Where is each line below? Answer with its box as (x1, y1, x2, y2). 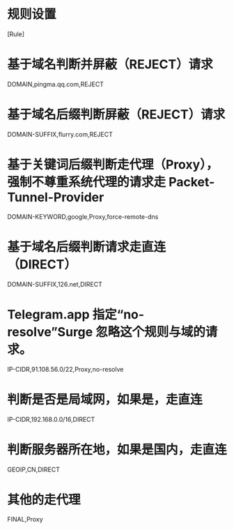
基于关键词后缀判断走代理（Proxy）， (7, 157, 219, 172)
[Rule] (7, 29, 25, 38)
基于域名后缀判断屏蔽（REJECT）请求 (7, 107, 226, 123)
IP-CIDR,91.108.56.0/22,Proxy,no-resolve (7, 365, 124, 373)
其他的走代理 (7, 492, 81, 508)
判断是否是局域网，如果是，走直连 (7, 391, 203, 407)
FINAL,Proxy (7, 515, 43, 524)
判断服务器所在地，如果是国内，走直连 (7, 441, 228, 457)
